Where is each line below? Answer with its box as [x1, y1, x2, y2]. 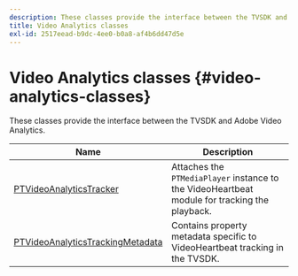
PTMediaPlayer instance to [171, 172, 279, 184]
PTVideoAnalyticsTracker [13, 183, 120, 195]
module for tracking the [171, 194, 269, 206]
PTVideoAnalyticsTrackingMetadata [13, 236, 163, 249]
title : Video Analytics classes [9, 21, 129, 30]
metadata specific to [171, 231, 257, 243]
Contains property [171, 219, 247, 232]
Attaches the [171, 161, 224, 173]
